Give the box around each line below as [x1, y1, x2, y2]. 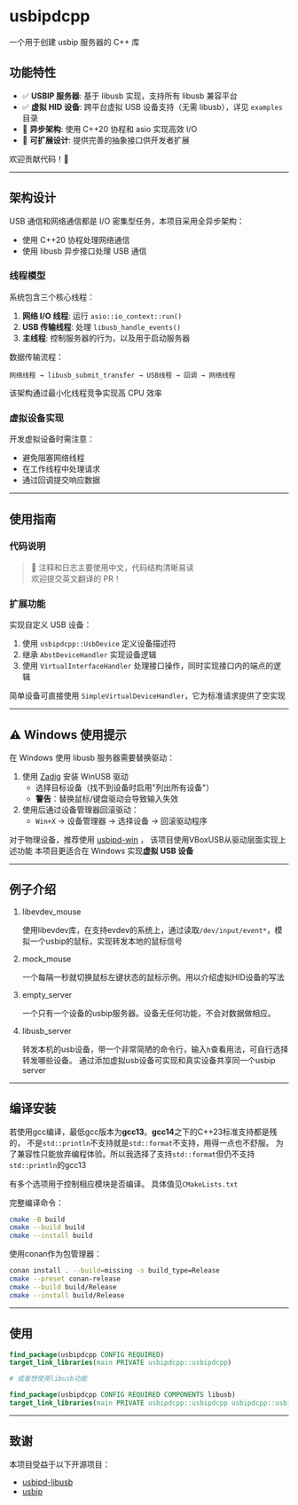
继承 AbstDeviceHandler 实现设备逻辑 [21, 649, 157, 660]
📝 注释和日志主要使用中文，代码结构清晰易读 [30, 561, 194, 573]
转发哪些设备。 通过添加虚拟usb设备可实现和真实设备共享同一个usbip [21, 1054, 277, 1065]
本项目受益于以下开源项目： [9, 1459, 111, 1470]
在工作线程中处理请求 [21, 464, 100, 474]
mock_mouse [21, 953, 72, 964]
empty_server [21, 989, 73, 999]
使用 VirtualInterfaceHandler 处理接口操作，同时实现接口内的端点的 [21, 661, 274, 671]
